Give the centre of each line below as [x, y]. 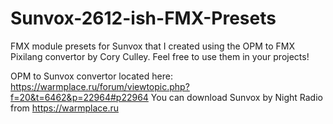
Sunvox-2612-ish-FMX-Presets [143, 18]
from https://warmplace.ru [64, 108]
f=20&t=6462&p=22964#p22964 [79, 97]
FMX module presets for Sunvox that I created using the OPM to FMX [152, 46]
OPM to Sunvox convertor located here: [91, 76]
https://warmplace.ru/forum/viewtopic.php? [100, 86]
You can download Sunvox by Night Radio [236, 97]
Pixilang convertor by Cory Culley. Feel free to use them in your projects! [160, 56]
